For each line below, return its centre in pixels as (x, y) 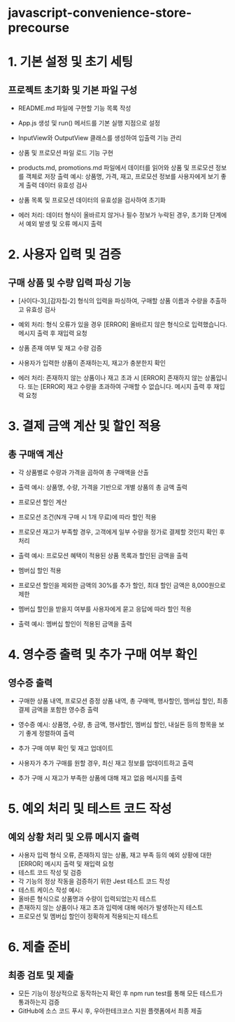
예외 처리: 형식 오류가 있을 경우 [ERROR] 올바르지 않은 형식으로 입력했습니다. (123, 324)
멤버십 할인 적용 (40, 571)
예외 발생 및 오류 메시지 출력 (64, 224)
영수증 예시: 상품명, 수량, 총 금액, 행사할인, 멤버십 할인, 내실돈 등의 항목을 (117, 725)
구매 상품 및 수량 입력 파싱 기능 (70, 283)
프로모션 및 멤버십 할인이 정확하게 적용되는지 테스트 (88, 916)
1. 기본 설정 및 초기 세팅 (71, 62)
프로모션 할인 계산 (42, 502)
